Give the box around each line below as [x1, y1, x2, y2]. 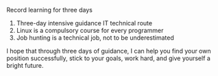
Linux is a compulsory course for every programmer [16, 27, 164, 34]
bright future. [6, 62, 44, 69]
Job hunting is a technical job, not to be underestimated [16, 34, 174, 42]
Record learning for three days [6, 6, 93, 14]
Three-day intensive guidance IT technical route [16, 19, 152, 27]
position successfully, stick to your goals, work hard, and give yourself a [6, 54, 210, 62]
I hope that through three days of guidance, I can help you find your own [6, 47, 211, 55]
